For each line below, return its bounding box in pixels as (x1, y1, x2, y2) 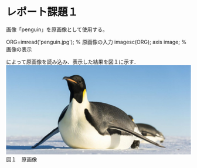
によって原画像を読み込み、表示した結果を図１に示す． (6, 58, 140, 65)
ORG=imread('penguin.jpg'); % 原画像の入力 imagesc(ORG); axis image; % (6, 38, 186, 45)
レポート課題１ (6, 5, 79, 19)
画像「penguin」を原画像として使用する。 (6, 26, 108, 33)
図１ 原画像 (6, 156, 37, 163)
